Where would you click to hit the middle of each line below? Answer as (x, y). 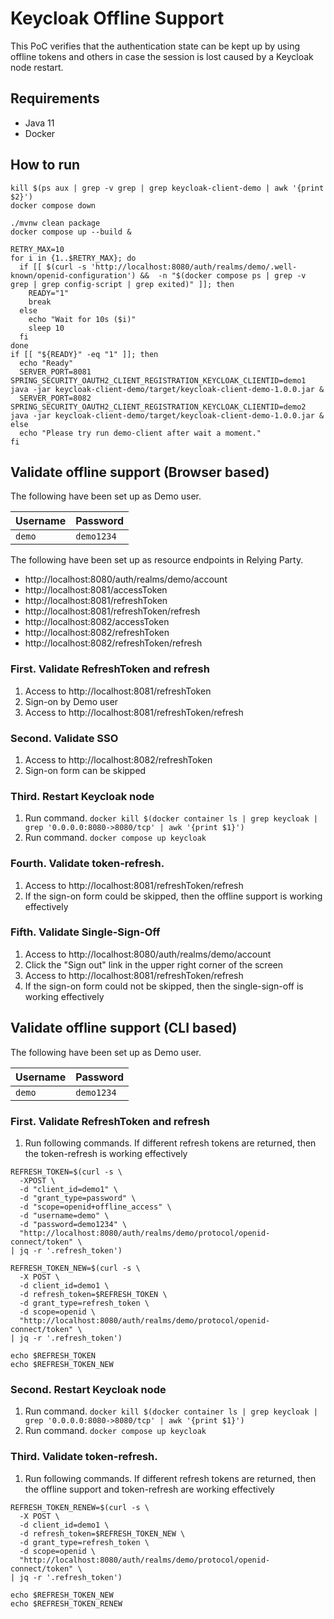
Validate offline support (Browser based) (140, 472)
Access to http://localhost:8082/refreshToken (118, 759)
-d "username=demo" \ (64, 1215)
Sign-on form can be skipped (85, 770)
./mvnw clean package (55, 223)
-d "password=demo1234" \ (73, 1224)
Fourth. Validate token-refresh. (87, 864)
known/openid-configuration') (73, 275)
